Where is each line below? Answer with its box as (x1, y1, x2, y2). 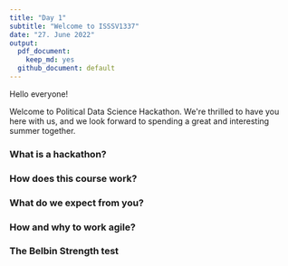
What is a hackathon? (9, 147, 107, 160)
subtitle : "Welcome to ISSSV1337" (9, 22, 140, 31)
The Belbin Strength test (9, 245, 120, 258)
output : (9, 38, 39, 48)
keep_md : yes (25, 55, 75, 64)
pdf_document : (17, 47, 71, 56)
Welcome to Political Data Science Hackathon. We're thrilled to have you (9, 106, 280, 117)
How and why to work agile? (9, 221, 136, 233)
